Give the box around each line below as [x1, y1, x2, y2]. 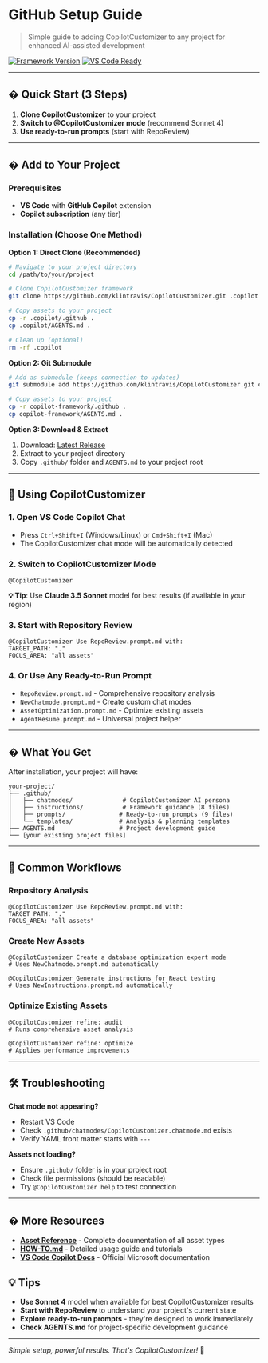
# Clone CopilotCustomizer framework [8, 285, 134, 293]
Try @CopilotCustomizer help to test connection [19, 1182, 177, 1192]
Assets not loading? [8, 1149, 76, 1159]
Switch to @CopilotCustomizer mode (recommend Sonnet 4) [19, 118, 224, 127]
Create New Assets [8, 935, 85, 946]
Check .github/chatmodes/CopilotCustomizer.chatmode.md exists [19, 1125, 233, 1135]
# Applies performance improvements [8, 1046, 130, 1054]
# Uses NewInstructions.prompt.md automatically [8, 981, 173, 989]
